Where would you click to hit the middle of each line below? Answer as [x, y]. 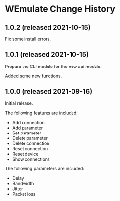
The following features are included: [42, 113]
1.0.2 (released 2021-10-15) [48, 27]
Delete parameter [30, 138]
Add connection [28, 122]
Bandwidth [23, 183]
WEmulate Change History [60, 9]
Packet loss [24, 194]
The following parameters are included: [45, 168]
